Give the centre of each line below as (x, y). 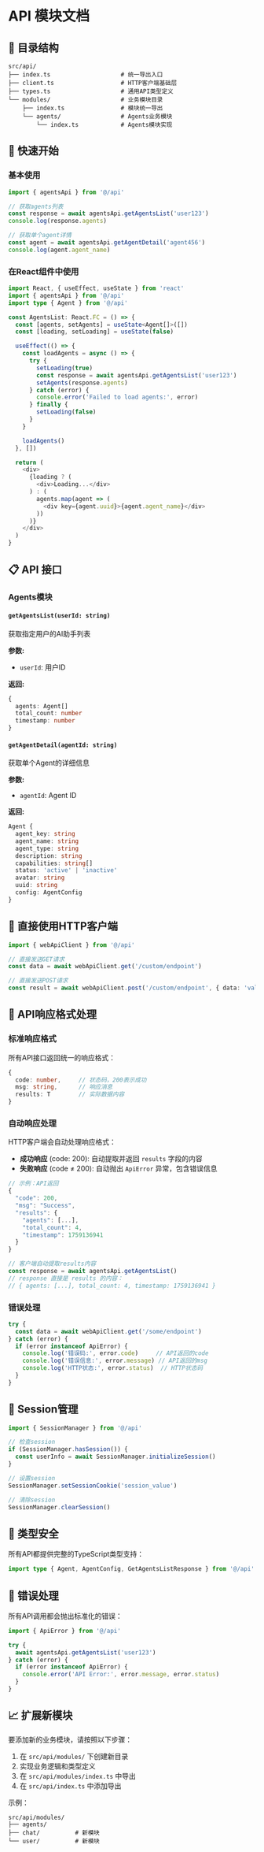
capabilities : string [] (54, 863)
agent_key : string (46, 834)
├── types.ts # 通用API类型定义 (91, 91)
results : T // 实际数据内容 (70, 1095)
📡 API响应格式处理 (52, 1014)
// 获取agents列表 (36, 206)
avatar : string (40, 878)
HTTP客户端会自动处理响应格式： (62, 1142)
